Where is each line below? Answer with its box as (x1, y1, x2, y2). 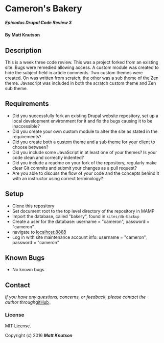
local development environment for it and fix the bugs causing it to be (12, 118, 153, 124)
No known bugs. (12, 267, 46, 273)
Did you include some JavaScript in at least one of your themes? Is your (12, 149, 158, 155)
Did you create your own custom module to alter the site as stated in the (12, 128, 158, 134)
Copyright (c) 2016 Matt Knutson (5, 332, 72, 338)
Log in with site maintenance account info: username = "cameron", (12, 234, 147, 240)
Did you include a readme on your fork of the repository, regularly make (12, 159, 157, 165)
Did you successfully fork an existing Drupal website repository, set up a (12, 113, 159, 119)
